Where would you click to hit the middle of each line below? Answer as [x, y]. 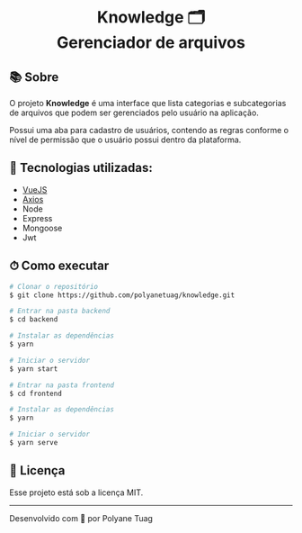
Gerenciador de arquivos [151, 43]
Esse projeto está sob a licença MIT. [76, 492]
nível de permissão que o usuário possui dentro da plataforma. [125, 140]
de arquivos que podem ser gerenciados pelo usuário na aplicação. [134, 113]
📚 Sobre [34, 77]
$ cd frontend [36, 393]
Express [37, 218]
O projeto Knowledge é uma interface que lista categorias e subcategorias [148, 103]
